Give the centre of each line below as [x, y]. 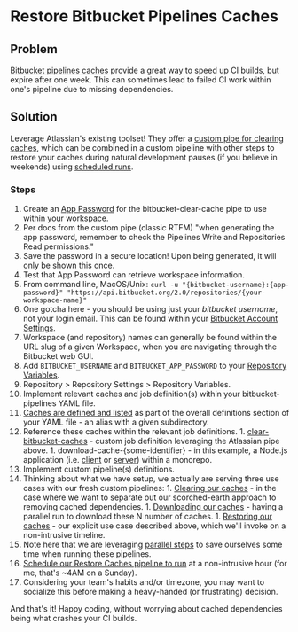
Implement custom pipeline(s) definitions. [99, 469]
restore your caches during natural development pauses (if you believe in [144, 157]
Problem [34, 49]
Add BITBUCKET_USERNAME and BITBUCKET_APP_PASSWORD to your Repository [155, 366]
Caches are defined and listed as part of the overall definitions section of [156, 413]
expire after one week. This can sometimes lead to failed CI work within [141, 80]
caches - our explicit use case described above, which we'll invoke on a [154, 526]
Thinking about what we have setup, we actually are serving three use [151, 479]
